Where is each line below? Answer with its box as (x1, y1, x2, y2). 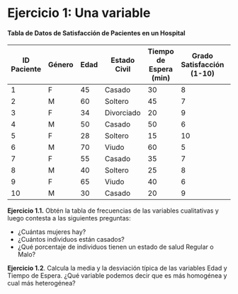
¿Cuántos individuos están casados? (17, 235, 125, 244)
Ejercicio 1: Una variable (7, 5, 151, 21)
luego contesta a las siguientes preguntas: (7, 214, 131, 223)
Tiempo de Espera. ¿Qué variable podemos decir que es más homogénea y (7, 271, 227, 280)
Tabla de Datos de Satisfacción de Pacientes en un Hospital (7, 28, 186, 37)
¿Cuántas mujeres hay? (17, 228, 86, 236)
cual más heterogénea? (7, 279, 76, 288)
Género (47, 60, 74, 70)
